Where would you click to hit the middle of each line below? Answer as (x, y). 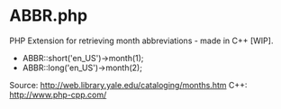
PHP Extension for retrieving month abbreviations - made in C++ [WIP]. (141, 41)
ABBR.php (49, 16)
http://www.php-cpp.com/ (58, 95)
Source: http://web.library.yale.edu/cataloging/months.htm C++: (128, 85)
